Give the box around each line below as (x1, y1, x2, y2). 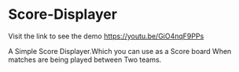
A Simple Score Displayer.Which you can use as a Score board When (8, 46, 232, 56)
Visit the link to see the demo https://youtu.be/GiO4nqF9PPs (8, 31, 204, 41)
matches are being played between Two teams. (8, 55, 162, 64)
